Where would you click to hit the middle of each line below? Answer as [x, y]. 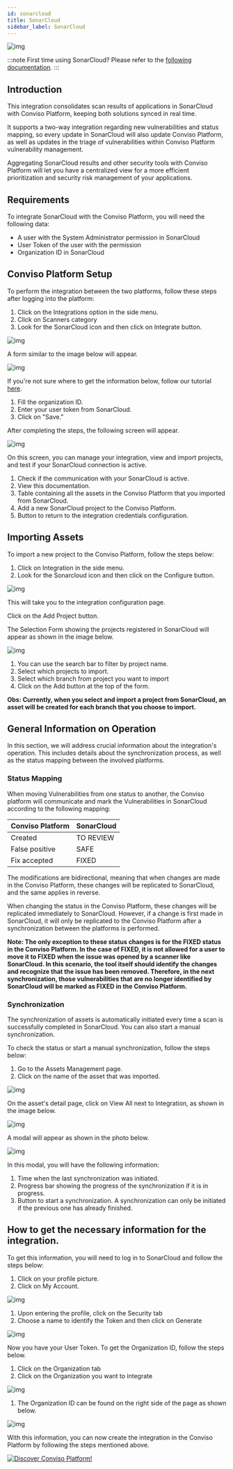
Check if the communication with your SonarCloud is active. [103, 478]
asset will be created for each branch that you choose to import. [102, 707]
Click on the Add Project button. [53, 616]
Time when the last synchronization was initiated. [88, 1179]
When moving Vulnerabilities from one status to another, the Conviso [106, 794]
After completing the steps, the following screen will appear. [93, 430]
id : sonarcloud [29, 14]
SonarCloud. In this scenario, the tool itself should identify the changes [112, 964]
